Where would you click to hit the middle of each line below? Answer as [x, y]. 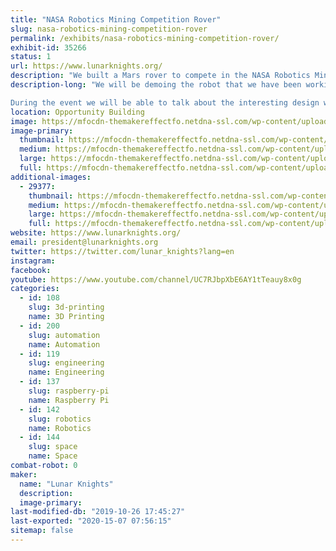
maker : [24, 474]
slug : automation [64, 335]
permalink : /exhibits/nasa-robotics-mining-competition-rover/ [145, 38]
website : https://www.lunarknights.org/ [96, 233]
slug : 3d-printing [66, 307]
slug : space [53, 447]
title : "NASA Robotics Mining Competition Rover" [116, 19]
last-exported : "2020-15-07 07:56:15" [91, 521]
